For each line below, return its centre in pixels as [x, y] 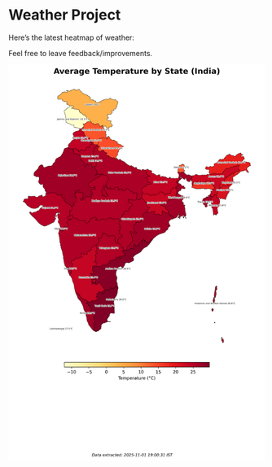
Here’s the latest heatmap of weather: [71, 37]
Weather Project [65, 15]
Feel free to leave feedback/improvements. [81, 53]
